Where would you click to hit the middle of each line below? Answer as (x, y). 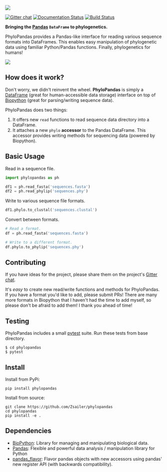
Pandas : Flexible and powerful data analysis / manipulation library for (83, 448)
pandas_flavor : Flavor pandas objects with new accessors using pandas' (87, 459)
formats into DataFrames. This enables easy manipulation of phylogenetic (81, 42)
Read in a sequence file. (30, 168)
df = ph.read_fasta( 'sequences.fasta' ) (47, 233)
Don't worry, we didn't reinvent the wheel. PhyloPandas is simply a (74, 89)
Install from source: (25, 398)
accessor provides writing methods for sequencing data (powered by (84, 135)
